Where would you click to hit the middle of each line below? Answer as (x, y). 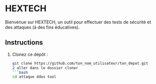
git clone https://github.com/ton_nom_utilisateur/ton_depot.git (80, 63)
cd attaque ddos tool (34, 77)
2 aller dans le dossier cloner (45, 68)
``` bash (20, 72)
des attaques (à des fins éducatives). (42, 27)
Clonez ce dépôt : (30, 54)
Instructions (24, 43)
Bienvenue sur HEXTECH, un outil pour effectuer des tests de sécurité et (78, 22)
